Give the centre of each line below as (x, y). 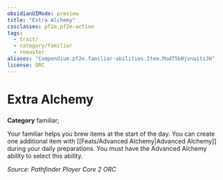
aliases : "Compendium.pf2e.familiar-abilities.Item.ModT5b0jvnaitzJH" (111, 59)
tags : (15, 33)
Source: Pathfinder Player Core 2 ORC (62, 169)
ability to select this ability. (45, 156)
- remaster (29, 53)
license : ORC (26, 65)
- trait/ (26, 39)
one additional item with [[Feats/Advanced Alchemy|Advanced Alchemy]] (112, 141)
